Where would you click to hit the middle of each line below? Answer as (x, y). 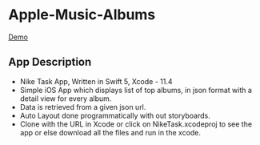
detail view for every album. (66, 99)
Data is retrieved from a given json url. (83, 107)
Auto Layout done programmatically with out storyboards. (115, 115)
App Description (50, 62)
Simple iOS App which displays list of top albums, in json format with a (136, 90)
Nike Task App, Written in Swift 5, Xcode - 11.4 (96, 81)
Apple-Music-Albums (82, 15)
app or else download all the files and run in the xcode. (110, 132)
